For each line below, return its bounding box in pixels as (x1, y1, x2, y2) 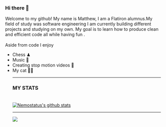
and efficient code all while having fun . (5, 32, 85, 38)
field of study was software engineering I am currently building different (5, 21, 152, 27)
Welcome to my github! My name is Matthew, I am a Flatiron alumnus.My (5, 16, 153, 22)
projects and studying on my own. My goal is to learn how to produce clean (5, 26, 159, 32)
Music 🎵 (12, 57, 29, 63)
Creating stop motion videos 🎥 (12, 62, 74, 68)
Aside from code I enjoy (5, 42, 54, 48)
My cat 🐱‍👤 (12, 67, 34, 73)
